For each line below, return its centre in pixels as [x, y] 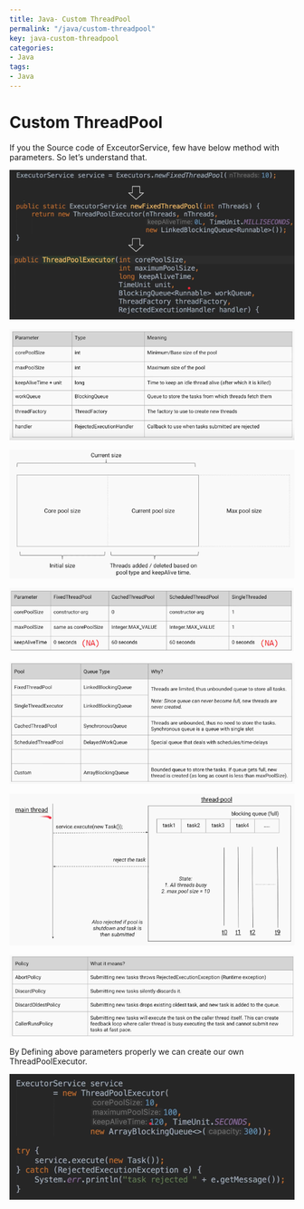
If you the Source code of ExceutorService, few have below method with [144, 147]
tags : [19, 67]
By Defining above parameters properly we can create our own [127, 1052]
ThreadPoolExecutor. [48, 1061]
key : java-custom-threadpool [64, 38]
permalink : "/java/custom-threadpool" [82, 29]
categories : [32, 48]
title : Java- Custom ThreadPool [70, 19]
